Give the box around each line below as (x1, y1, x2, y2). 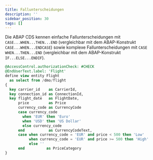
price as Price (17, 100, 67, 105)
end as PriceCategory (17, 146, 82, 151)
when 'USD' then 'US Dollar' (22, 119, 82, 123)
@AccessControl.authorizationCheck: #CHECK (5, 64, 95, 69)
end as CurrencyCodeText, (17, 128, 92, 133)
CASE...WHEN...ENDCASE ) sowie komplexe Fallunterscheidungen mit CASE (5, 44, 148, 50)
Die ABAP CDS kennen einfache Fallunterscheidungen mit (5, 34, 121, 40)
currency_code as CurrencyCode (17, 105, 82, 110)
